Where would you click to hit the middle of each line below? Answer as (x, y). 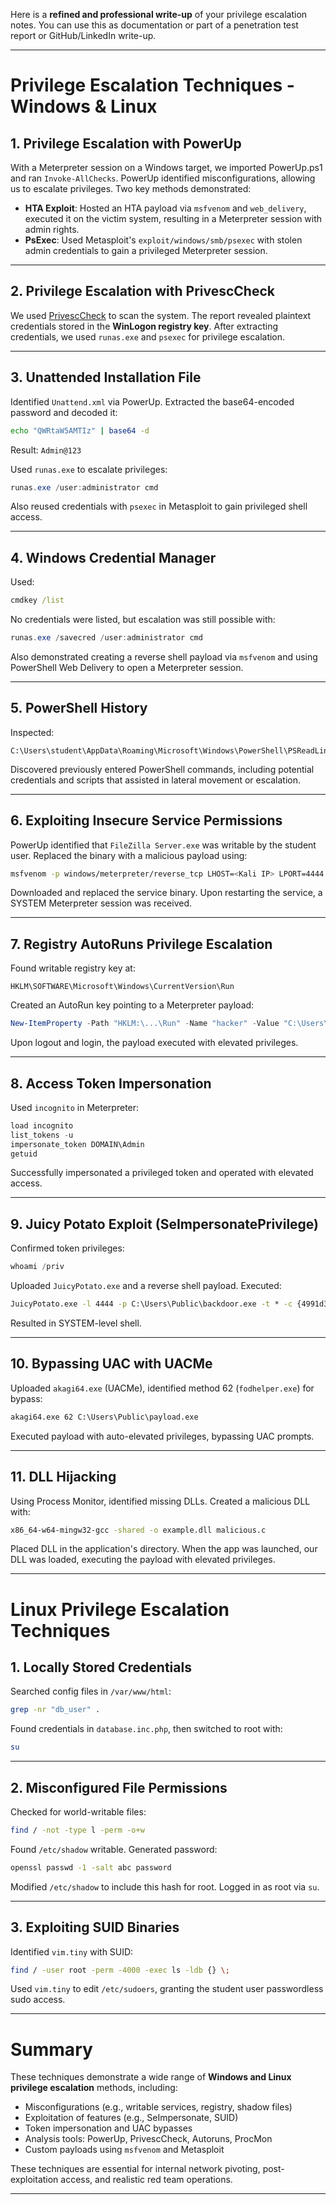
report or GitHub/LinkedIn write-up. (83, 35)
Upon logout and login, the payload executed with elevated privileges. (154, 1043)
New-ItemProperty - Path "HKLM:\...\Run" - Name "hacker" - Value (145, 1024)
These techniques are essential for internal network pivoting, (135, 2169)
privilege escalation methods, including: (94, 2088)
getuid (24, 1154)
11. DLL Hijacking (63, 1477)
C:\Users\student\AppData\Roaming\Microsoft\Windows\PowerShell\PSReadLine (171, 750)
